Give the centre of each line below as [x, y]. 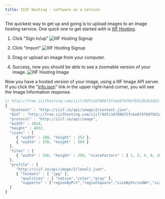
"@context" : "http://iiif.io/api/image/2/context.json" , [70, 110]
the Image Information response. [38, 92]
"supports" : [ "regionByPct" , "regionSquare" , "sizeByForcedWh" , [86, 183]
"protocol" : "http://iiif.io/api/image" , [54, 119]
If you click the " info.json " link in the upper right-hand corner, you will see [80, 87]
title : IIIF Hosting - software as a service [52, 10]
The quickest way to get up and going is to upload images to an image [76, 24]
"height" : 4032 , [27, 128]
